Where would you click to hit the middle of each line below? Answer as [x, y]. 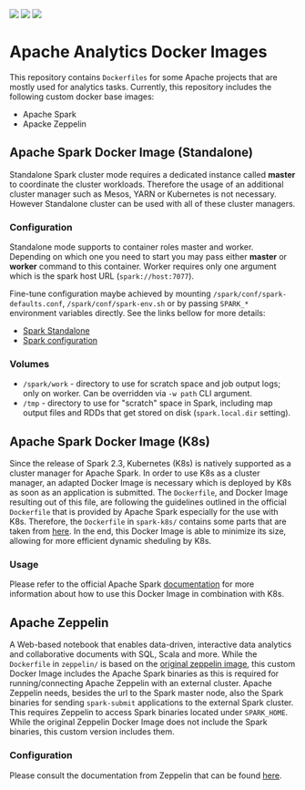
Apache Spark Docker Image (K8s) [110, 441]
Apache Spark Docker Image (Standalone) [131, 153]
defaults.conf [36, 304]
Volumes [30, 364]
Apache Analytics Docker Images [138, 52]
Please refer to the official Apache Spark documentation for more [132, 584]
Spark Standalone [56, 331]
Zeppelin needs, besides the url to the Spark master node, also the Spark [147, 693]
